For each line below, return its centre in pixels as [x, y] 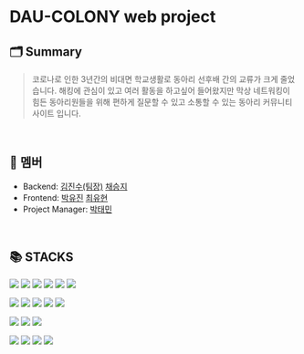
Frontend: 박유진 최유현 [65, 197]
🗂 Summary [46, 52]
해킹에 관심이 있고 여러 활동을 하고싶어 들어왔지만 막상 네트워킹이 [174, 90]
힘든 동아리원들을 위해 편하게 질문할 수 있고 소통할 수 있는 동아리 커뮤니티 [162, 102]
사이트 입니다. [57, 113]
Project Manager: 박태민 [67, 209]
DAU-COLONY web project [113, 17]
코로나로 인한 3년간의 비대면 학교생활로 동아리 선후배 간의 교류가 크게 [155, 79]
